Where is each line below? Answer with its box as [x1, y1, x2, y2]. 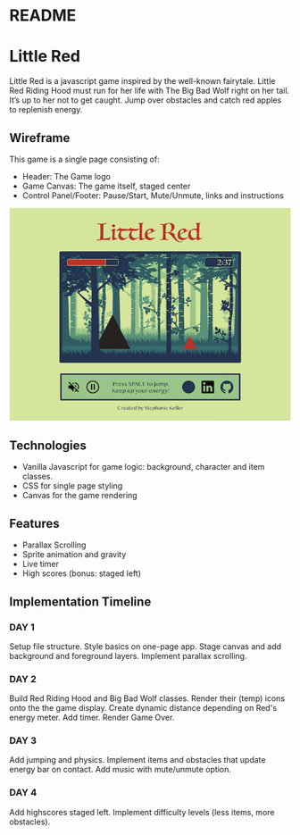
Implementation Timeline [9, 594, 152, 609]
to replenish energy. [9, 104, 83, 115]
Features [9, 515, 60, 531]
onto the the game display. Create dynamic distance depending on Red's [9, 703, 278, 714]
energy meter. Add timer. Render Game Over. [9, 712, 175, 723]
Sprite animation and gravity [21, 549, 127, 560]
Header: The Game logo [21, 171, 112, 181]
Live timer [21, 559, 60, 570]
